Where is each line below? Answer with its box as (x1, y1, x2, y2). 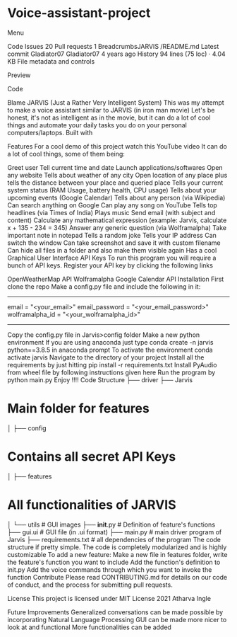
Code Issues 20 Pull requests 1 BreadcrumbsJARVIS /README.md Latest (7, 42, 219, 50)
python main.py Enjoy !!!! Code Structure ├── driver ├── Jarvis (7, 375, 193, 384)
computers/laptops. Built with (7, 128, 93, 137)
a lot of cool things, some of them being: (7, 149, 126, 158)
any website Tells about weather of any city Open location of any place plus (7, 171, 228, 179)
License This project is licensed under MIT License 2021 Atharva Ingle (7, 594, 212, 602)
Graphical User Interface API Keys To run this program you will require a (7, 253, 217, 262)
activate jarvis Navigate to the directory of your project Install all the (7, 352, 205, 362)
